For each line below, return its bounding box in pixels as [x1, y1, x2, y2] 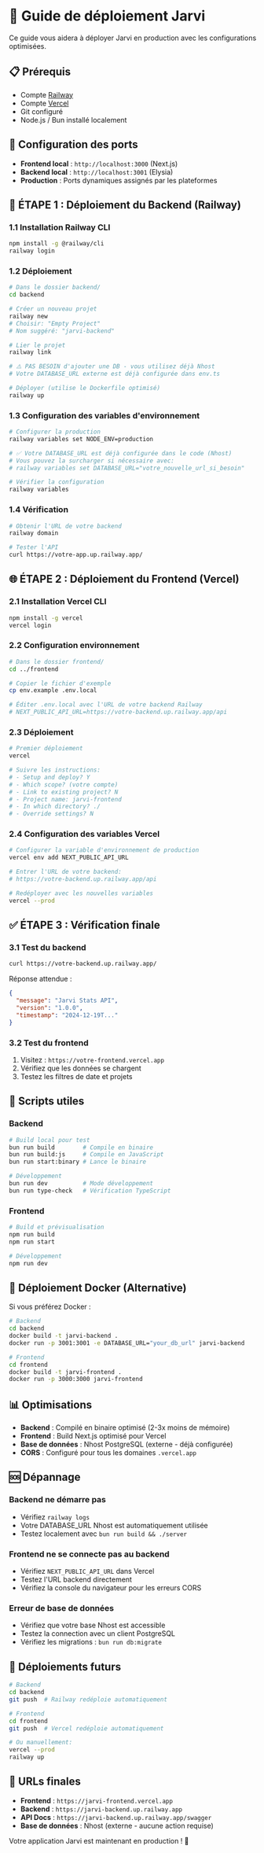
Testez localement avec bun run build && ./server [20, 1529, 188, 1538]
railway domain [9, 529, 59, 537]
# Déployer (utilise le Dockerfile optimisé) [9, 385, 160, 392]
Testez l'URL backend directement [20, 1575, 133, 1584]
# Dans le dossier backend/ [9, 283, 101, 292]
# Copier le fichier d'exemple [9, 680, 112, 687]
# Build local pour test [9, 1136, 90, 1144]
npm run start [9, 1238, 56, 1246]
